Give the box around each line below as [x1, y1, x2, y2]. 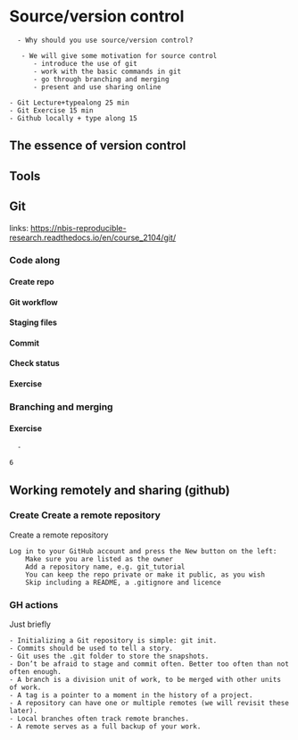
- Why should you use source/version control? [17, 36, 194, 45]
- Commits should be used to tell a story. [9, 644, 174, 653]
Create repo [9, 277, 55, 287]
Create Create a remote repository [9, 509, 161, 521]
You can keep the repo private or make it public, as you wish [25, 570, 266, 579]
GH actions [9, 598, 59, 611]
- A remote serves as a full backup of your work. [9, 722, 202, 731]
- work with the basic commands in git [32, 67, 181, 76]
